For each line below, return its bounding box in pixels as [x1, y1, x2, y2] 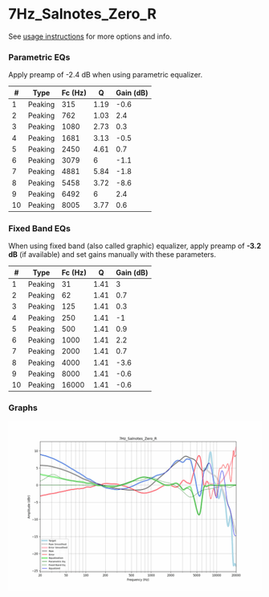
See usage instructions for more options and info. [8, 31, 173, 41]
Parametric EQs [8, 52, 71, 63]
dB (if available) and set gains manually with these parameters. [8, 250, 217, 259]
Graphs [8, 402, 38, 413]
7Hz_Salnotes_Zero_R [8, 5, 157, 23]
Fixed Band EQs [8, 222, 71, 234]
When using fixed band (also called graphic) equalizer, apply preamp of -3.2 [8, 241, 262, 251]
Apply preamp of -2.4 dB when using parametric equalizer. [8, 70, 203, 80]
